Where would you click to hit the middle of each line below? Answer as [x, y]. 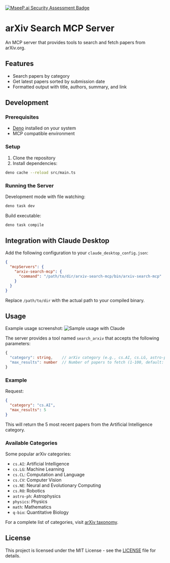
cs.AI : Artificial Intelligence [41, 464]
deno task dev [20, 206]
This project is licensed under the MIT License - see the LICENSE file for [80, 550]
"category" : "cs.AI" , [33, 405]
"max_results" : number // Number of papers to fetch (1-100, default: [87, 362]
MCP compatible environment [44, 134]
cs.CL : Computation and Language [49, 474]
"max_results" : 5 [28, 410]
